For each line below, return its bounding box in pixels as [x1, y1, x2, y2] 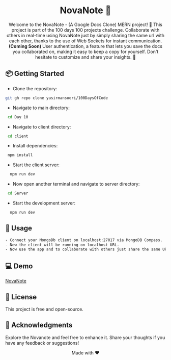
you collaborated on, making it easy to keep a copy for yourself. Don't [12, 48, 159, 55]
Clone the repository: [12, 85, 58, 91]
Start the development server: [12, 200, 76, 206]
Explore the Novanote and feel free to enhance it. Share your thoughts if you [5, 334, 165, 341]
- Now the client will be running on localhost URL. [5, 242, 120, 247]
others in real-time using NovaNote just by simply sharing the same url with [7, 32, 164, 38]
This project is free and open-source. [5, 306, 84, 312]
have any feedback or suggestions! [5, 340, 79, 346]
